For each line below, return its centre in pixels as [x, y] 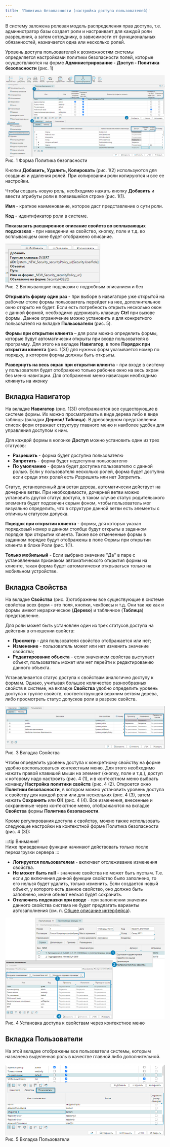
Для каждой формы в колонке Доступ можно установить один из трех [82, 440]
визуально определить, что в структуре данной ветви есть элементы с [82, 509]
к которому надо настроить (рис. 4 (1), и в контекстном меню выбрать [82, 779]
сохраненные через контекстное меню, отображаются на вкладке [77, 806]
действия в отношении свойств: [40, 631]
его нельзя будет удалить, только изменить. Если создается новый [85, 884]
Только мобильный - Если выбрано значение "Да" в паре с [70, 555]
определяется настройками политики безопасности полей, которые [79, 57]
